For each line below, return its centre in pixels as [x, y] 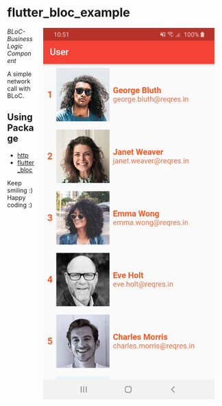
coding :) [20, 205]
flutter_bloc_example [69, 13]
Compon [20, 53]
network [19, 81]
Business [20, 38]
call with [19, 88]
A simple [20, 74]
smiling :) [20, 190]
